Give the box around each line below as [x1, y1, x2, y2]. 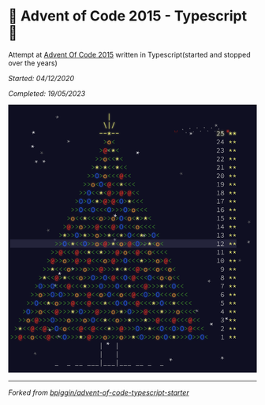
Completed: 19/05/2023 [8, 88, 86, 98]
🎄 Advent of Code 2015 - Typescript [8, 7, 247, 25]
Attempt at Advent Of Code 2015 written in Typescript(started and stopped [8, 50, 251, 59]
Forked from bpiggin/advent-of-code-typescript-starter [8, 388, 189, 397]
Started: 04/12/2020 [8, 73, 75, 83]
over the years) [8, 58, 58, 68]
